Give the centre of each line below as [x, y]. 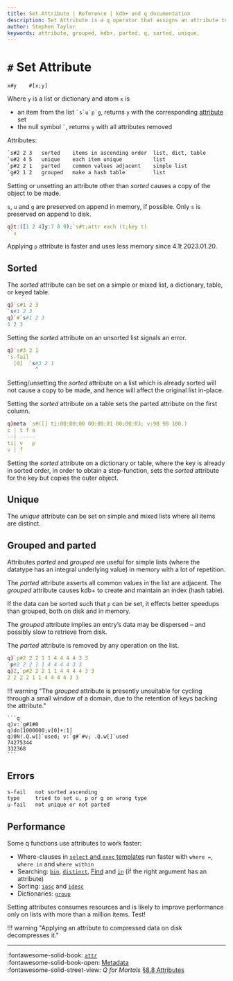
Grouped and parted [52, 545]
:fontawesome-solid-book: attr [52, 955]
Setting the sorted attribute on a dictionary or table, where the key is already [116, 463]
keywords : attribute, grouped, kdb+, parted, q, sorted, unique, [103, 33]
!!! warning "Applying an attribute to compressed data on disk [95, 928]
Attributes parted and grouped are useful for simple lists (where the [104, 562]
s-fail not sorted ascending [52, 792]
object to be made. [34, 193]
